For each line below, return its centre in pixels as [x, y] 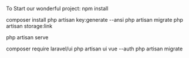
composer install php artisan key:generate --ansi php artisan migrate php [95, 20]
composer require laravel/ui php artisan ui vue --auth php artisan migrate [95, 49]
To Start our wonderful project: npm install [57, 8]
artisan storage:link [29, 26]
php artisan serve [27, 37]
